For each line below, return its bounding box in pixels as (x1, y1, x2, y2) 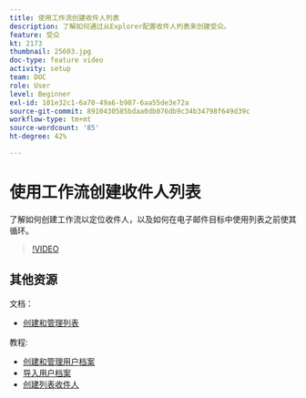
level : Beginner (9, 89, 71, 98)
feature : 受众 (9, 30, 61, 39)
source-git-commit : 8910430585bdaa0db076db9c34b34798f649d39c (9, 107, 250, 116)
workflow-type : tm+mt (9, 115, 92, 124)
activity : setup (9, 65, 71, 74)
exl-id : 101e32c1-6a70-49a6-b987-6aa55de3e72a (9, 97, 189, 107)
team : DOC (9, 73, 47, 82)
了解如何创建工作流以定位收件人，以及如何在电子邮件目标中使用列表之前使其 (9, 213, 297, 224)
